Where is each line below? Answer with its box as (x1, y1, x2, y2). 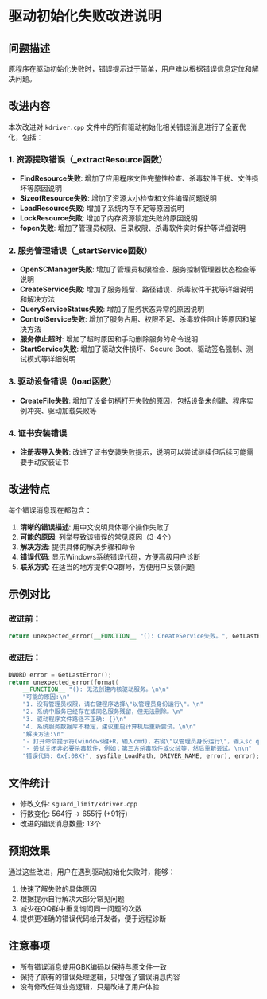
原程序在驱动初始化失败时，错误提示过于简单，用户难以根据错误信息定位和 (8, 64, 252, 73)
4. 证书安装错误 (8, 427, 68, 439)
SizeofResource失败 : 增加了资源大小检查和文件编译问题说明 (19, 193, 217, 203)
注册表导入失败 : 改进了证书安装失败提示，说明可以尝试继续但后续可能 (19, 447, 247, 456)
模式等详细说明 (26, 354, 76, 364)
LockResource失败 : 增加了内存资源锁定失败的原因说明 (19, 213, 199, 223)
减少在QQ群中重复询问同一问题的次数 (19, 903, 143, 913)
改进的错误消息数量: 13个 (19, 818, 102, 828)
